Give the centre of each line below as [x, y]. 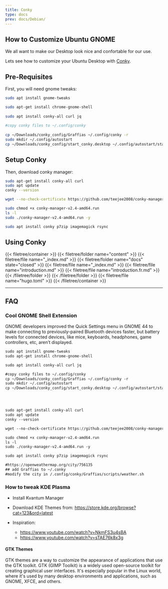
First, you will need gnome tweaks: [41, 89]
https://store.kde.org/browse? [105, 507]
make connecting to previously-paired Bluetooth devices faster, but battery [82, 332]
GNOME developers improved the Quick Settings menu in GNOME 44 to [79, 326]
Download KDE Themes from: [43, 507]
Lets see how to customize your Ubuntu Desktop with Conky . [68, 61]
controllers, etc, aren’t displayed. [39, 342]
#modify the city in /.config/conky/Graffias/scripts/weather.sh [74, 474]
